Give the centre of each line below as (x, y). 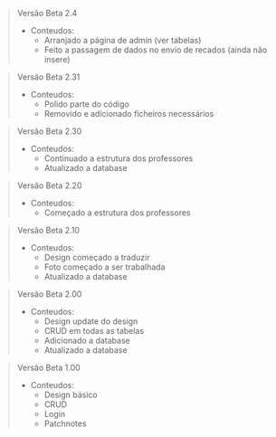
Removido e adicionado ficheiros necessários (129, 114)
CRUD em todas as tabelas (94, 331)
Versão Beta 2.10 (48, 230)
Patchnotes (65, 423)
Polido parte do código (87, 104)
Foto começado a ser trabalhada (105, 267)
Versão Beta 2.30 (49, 131)
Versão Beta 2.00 (49, 294)
